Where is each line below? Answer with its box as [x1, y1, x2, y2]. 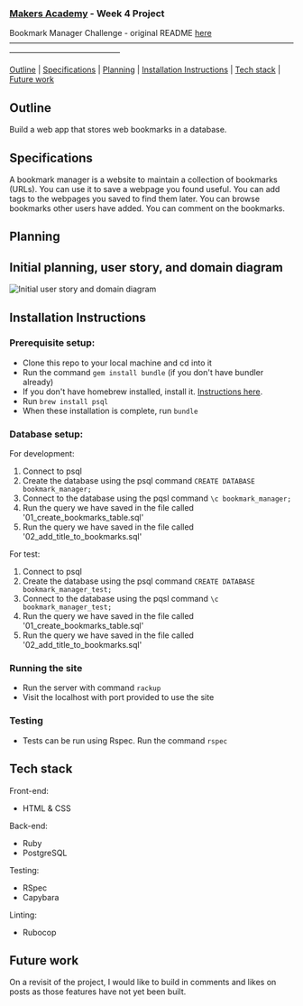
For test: [9, 549, 41, 559]
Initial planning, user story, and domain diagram [9, 260, 284, 275]
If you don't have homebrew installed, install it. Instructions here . [22, 386, 263, 397]
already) [22, 376, 54, 387]
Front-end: [9, 785, 50, 796]
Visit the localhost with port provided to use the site [22, 692, 215, 703]
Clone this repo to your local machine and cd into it [22, 357, 212, 368]
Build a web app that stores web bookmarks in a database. [9, 125, 227, 135]
